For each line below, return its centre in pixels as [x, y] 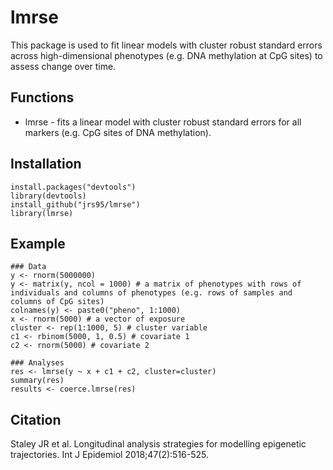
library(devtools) [48, 196]
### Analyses [37, 363]
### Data [28, 267]
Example [38, 243]
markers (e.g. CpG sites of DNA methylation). [118, 132]
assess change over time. [63, 66]
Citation [36, 419]
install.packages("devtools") [73, 187]
